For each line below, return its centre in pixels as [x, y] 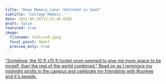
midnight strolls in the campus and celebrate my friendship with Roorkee [80, 71]
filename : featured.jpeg [35, 38]
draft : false [19, 23]
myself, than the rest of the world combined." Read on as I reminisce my [79, 66]
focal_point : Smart [30, 42]
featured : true [21, 28]
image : [12, 33]
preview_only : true [30, 46]
